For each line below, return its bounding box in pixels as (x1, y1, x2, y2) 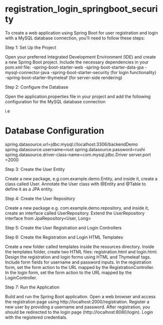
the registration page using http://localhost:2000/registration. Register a (5, 299, 149, 305)
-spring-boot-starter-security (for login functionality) (50, 69, 157, 75)
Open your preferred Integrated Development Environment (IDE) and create (5, 54, 156, 59)
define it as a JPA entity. (5, 186, 54, 192)
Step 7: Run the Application (5, 284, 60, 290)
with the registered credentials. (5, 314, 68, 320)
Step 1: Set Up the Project (5, 44, 56, 50)
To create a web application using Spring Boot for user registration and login (5, 30, 158, 36)
